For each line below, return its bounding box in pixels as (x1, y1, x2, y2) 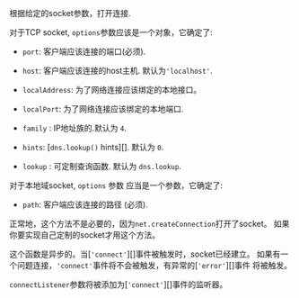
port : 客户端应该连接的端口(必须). (22, 46, 146, 57)
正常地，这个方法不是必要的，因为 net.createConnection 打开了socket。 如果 (9, 219, 290, 229)
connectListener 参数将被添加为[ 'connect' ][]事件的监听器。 (9, 279, 228, 290)
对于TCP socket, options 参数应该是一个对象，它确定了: (9, 27, 213, 38)
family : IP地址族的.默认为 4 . (22, 122, 128, 133)
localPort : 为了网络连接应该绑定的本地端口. (22, 104, 184, 114)
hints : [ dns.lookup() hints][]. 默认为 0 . (22, 142, 164, 152)
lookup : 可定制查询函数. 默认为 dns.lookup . (22, 161, 182, 171)
